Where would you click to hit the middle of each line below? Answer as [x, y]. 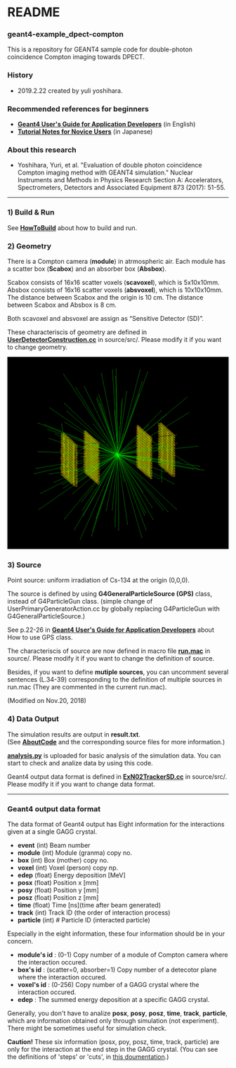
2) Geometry [29, 246]
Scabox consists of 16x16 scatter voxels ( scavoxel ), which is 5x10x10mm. [113, 282]
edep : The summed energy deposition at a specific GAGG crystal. [113, 999]
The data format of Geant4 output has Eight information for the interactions [116, 824]
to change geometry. [38, 347]
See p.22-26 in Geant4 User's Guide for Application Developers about [111, 630]
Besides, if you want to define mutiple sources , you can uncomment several [118, 672]
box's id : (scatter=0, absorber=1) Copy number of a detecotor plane [117, 970]
